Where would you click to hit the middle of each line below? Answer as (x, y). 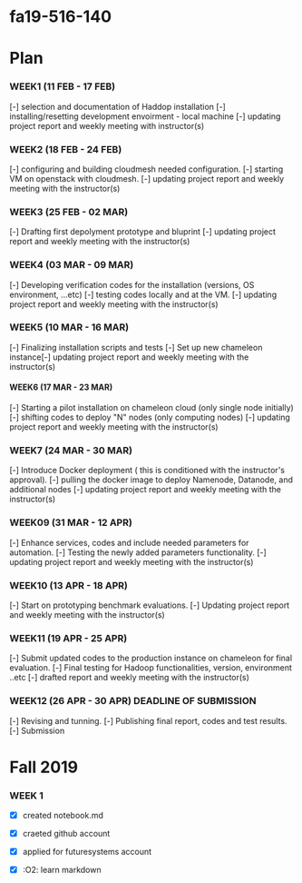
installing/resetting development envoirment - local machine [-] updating (145, 116)
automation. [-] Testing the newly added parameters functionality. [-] (138, 552)
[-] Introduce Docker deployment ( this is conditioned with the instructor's (147, 471)
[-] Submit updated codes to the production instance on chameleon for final (151, 658)
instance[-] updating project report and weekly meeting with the (129, 357)
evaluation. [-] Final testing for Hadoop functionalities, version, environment (151, 668)
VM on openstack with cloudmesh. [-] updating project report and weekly (147, 178)
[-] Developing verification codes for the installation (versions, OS (132, 284)
